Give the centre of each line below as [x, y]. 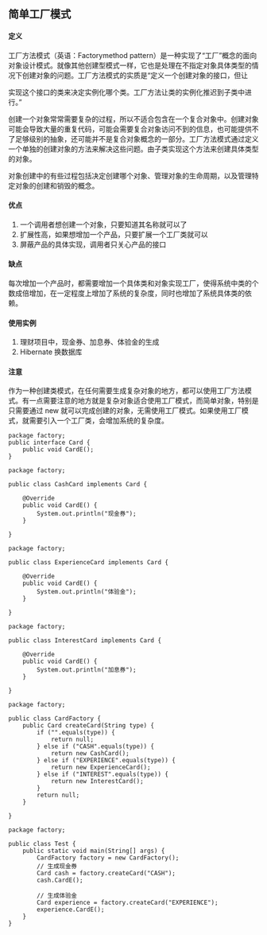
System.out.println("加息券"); [87, 670]
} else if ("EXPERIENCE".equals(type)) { [106, 761]
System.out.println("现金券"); [87, 514]
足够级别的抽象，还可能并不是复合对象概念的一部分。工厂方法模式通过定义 [137, 138]
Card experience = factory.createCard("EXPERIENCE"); [128, 903]
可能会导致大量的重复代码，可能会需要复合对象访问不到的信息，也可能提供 [130, 129]
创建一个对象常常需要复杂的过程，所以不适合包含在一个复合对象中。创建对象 [133, 119]
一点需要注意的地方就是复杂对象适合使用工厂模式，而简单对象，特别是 [144, 401]
